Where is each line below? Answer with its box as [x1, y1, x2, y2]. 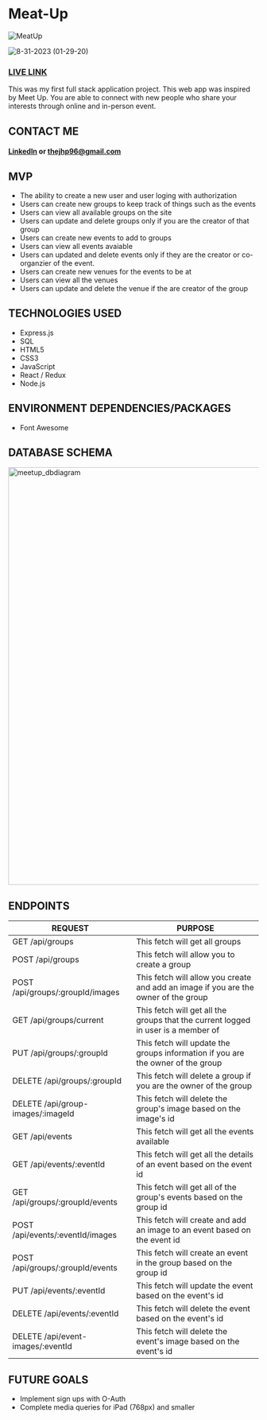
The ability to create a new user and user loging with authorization [19, 191, 237, 200]
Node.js [19, 379, 46, 388]
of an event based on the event [136, 1159, 253, 1170]
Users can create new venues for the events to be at [19, 267, 192, 277]
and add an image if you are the [136, 982, 254, 993]
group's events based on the [136, 1192, 243, 1203]
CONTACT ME [8, 124, 79, 138]
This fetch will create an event [136, 1247, 249, 1259]
